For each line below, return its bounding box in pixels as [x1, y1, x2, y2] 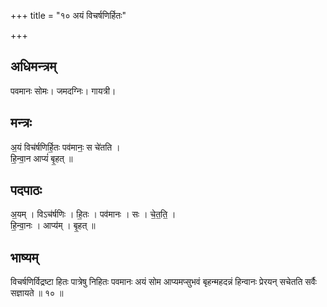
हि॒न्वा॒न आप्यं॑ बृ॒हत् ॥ [10, 152, 73, 164]
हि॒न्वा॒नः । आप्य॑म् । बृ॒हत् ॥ [10, 220, 96, 232]
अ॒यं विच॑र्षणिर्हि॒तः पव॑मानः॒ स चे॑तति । [10, 141, 121, 153]
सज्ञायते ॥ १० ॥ [10, 287, 64, 299]
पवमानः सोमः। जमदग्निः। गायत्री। [10, 85, 117, 97]
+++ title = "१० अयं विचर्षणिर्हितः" [10, 10, 127, 21]
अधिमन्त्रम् [10, 58, 57, 75]
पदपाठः [10, 182, 43, 199]
